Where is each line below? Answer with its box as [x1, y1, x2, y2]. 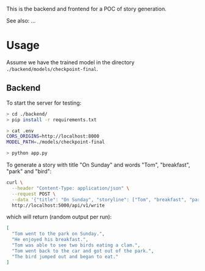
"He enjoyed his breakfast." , [12, 237, 88, 243]
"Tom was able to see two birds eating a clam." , [12, 242, 140, 248]
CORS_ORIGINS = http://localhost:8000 [6, 133, 99, 139]
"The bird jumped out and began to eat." [12, 253, 119, 259]
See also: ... [6, 17, 36, 24]
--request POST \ [12, 191, 56, 197]
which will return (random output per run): [6, 213, 112, 221]
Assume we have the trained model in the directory [6, 58, 135, 66]
